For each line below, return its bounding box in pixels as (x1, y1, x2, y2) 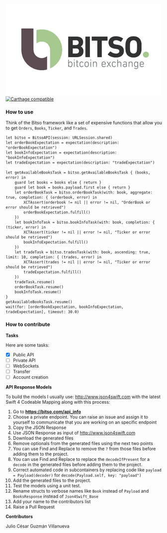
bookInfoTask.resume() (14, 290, 62, 295)
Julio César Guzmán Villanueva (5, 523, 70, 529)
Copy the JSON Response (12, 425, 67, 430)
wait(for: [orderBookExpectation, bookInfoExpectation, (5, 305, 124, 310)
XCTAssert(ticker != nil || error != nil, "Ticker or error (23, 230, 151, 235)
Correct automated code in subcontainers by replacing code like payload (12, 467, 162, 473)
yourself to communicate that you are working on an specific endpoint (12, 419, 157, 425)
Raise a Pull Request (12, 504, 55, 510)
